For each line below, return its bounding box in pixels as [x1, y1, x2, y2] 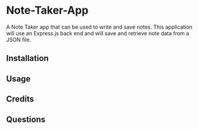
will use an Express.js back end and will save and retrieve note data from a [6, 29, 190, 36]
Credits [6, 94, 35, 105]
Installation [6, 53, 49, 63]
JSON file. [6, 36, 32, 43]
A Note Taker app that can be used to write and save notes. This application [6, 23, 193, 30]
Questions [6, 114, 46, 124]
